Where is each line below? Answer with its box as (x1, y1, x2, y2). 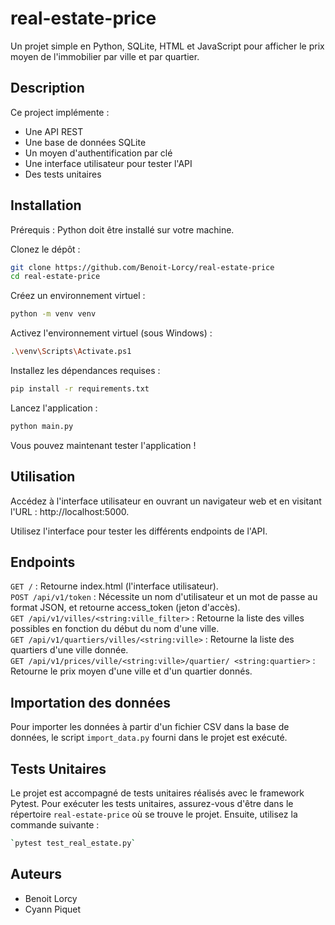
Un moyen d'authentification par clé (24, 147, 173, 159)
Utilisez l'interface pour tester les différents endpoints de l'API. (10, 525, 268, 537)
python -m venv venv (10, 309, 97, 319)
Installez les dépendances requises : (10, 365, 161, 377)
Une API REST (24, 125, 84, 137)
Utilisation (10, 468, 76, 486)
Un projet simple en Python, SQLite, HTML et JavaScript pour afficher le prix (10, 40, 325, 52)
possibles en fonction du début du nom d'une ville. (10, 623, 220, 635)
